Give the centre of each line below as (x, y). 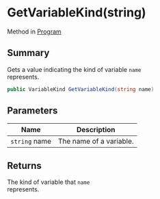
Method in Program (34, 31)
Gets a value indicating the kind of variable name (74, 69)
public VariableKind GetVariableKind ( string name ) (81, 89)
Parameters (32, 111)
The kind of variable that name (49, 182)
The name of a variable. (96, 142)
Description (96, 130)
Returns (25, 165)
